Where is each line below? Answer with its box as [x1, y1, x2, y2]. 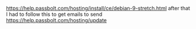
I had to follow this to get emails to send [6, 11, 103, 18]
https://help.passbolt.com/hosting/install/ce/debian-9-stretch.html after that [6, 5, 191, 11]
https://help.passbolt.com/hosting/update [6, 17, 107, 23]
